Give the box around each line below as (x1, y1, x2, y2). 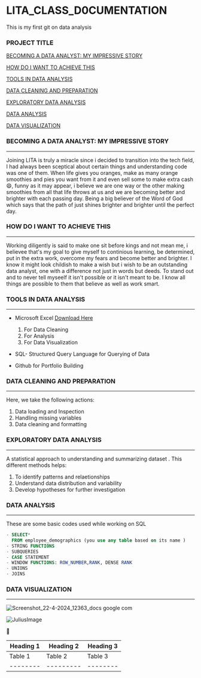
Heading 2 (48, 642, 79, 650)
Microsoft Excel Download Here (14, 314, 93, 322)
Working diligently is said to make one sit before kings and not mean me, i (6, 242, 188, 249)
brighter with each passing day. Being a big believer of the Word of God (6, 195, 183, 202)
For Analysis (23, 332, 55, 340)
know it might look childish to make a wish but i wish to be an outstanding (6, 261, 188, 268)
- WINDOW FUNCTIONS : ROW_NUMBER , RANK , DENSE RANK (6, 560, 133, 566)
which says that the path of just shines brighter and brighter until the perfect (6, 201, 194, 208)
